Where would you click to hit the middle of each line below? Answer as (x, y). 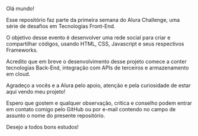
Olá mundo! (20, 9)
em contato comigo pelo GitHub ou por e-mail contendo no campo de (91, 109)
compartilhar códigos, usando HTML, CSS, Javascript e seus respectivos (95, 44)
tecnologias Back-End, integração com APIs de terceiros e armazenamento (98, 68)
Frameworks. (22, 50)
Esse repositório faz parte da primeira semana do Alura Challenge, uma (93, 20)
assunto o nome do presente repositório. (56, 115)
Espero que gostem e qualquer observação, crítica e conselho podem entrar (99, 103)
